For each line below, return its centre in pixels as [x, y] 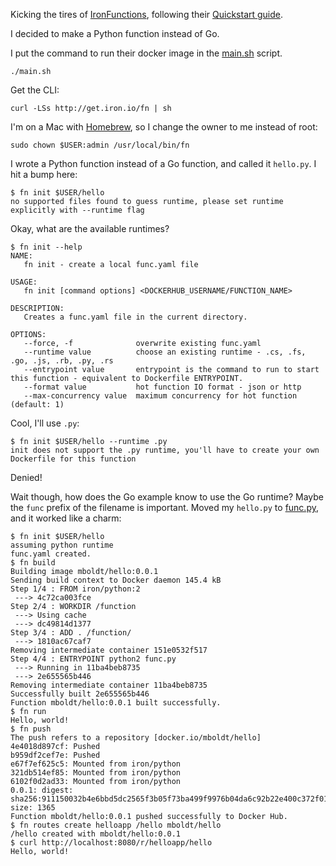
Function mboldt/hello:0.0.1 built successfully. [116, 703]
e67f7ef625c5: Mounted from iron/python [96, 764]
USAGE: [24, 282]
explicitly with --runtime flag [77, 210]
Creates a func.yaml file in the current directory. [135, 317]
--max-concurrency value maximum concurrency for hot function [160, 396]
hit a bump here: [44, 174]
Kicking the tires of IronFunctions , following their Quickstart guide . [147, 14]
